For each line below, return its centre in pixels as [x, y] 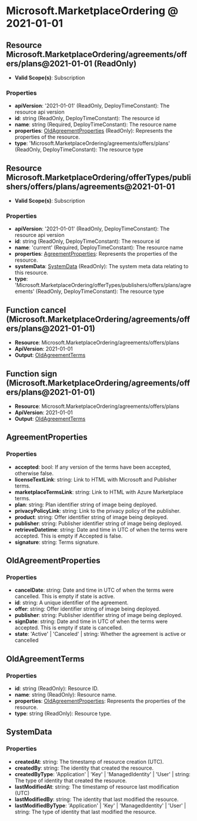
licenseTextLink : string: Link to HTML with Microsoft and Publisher [96, 479]
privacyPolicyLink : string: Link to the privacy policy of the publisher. [98, 510]
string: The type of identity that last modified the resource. [86, 812]
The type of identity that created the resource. [71, 780]
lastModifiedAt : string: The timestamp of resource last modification [97, 787]
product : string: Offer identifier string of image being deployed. [91, 517]
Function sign [32, 373]
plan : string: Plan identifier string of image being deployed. [86, 505]
